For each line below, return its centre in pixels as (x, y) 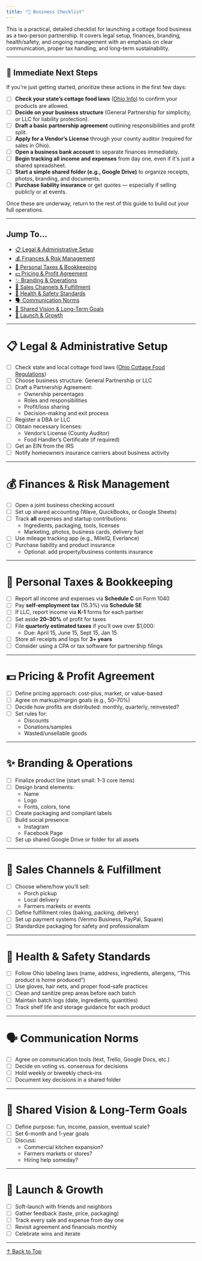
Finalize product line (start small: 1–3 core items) (75, 780)
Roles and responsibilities (56, 400)
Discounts (36, 720)
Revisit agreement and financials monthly (66, 1227)
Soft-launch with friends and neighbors (63, 1206)
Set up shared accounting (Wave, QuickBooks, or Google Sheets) (96, 512)
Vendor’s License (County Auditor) (67, 433)
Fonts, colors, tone (47, 807)
